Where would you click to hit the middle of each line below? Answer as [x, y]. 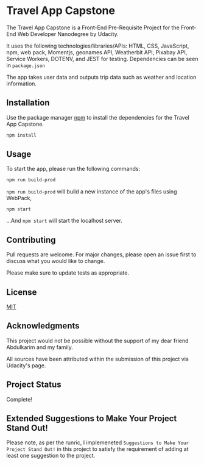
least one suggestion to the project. [51, 456]
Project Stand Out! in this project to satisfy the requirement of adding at [97, 449]
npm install [21, 135]
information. [22, 84]
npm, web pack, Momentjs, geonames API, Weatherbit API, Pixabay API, [97, 52]
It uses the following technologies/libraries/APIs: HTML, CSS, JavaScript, [98, 46]
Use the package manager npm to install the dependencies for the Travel [98, 117]
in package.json [26, 65]
